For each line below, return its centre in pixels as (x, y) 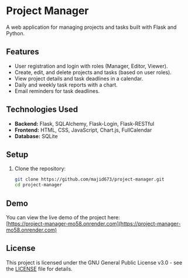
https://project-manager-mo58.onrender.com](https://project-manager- (94, 223)
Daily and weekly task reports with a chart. (66, 85)
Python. (16, 33)
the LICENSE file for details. (40, 269)
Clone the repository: (40, 169)
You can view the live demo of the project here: (63, 217)
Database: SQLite (36, 136)
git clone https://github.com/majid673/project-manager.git (89, 180)
